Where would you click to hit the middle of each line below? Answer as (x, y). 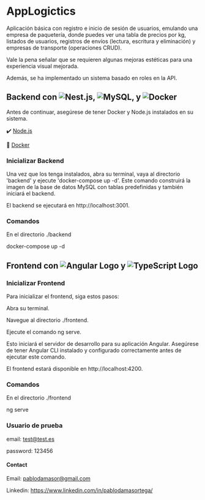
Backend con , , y (74, 97)
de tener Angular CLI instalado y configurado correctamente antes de (94, 351)
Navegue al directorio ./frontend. (47, 320)
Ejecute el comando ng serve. (44, 332)
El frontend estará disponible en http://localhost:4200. (75, 369)
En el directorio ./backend (39, 234)
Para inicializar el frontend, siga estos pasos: (63, 297)
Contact (17, 465)
